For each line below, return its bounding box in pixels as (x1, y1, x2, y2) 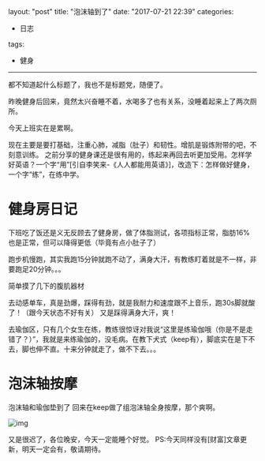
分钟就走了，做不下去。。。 (77, 344, 160, 354)
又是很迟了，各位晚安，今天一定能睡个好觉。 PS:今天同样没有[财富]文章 (8, 434, 241, 444)
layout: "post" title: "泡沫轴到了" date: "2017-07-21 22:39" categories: (8, 7, 234, 16)
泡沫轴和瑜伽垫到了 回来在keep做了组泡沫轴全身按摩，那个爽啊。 (8, 402, 220, 412)
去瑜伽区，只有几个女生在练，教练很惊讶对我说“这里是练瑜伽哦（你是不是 (8, 324, 247, 334)
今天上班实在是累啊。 (8, 123, 77, 133)
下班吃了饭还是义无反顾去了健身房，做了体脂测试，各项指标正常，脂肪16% (8, 227, 251, 237)
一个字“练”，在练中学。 (8, 170, 84, 179)
